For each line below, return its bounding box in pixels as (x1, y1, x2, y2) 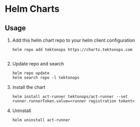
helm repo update (12, 70, 50, 76)
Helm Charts (5, 3, 60, 15)
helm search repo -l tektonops (12, 75, 80, 80)
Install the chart (12, 84, 46, 90)
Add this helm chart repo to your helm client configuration (12, 37, 135, 43)
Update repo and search (12, 61, 64, 67)
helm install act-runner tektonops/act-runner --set (12, 94, 128, 99)
